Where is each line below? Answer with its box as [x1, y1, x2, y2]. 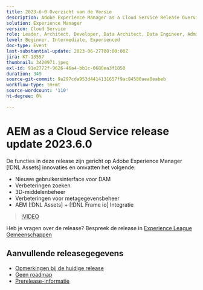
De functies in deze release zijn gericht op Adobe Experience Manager [6, 157, 182, 164]
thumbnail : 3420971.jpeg [6, 59, 69, 65]
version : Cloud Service [6, 25, 66, 32]
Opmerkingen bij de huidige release [14, 264, 105, 272]
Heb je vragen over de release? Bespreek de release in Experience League [6, 224, 192, 231]
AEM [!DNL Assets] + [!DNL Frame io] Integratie [14, 201, 134, 208]
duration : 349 [6, 71, 42, 77]
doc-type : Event [6, 43, 47, 49]
